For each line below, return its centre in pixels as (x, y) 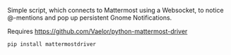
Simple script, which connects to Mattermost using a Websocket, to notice (115, 10)
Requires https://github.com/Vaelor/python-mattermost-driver (97, 31)
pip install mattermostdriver (52, 44)
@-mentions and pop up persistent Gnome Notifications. (90, 18)
